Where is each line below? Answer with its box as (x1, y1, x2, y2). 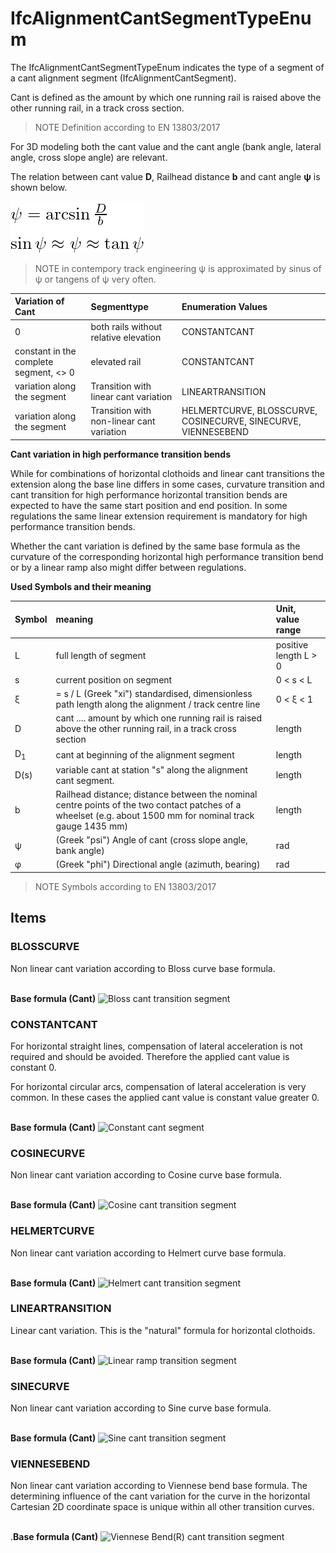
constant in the (14, 345, 77, 357)
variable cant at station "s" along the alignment (55, 763, 248, 776)
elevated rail (90, 355, 142, 367)
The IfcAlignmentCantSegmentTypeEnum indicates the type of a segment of (10, 61, 325, 73)
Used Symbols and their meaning (10, 580, 152, 592)
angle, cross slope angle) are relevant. (10, 151, 168, 163)
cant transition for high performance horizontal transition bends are (10, 488, 288, 501)
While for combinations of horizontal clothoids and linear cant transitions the (10, 467, 325, 479)
